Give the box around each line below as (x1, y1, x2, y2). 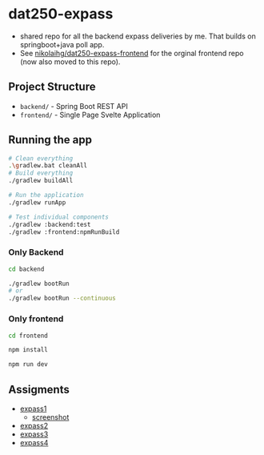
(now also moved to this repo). (19, 57, 121, 66)
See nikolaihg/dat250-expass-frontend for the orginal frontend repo (19, 48, 244, 58)
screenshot (31, 412, 70, 421)
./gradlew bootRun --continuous (8, 294, 116, 303)
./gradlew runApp (8, 198, 66, 207)
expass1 (19, 404, 47, 413)
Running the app (8, 133, 92, 147)
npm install (8, 346, 48, 354)
